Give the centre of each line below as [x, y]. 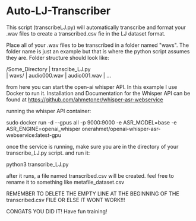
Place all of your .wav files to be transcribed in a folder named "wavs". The [97, 45]
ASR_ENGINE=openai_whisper [43, 129]
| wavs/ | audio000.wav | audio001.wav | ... [59, 75]
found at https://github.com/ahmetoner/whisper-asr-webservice [85, 100]
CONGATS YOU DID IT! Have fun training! [57, 211]
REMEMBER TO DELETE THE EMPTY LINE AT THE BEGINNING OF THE [93, 193]
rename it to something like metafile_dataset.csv [65, 182]
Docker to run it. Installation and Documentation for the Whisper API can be [98, 93]
